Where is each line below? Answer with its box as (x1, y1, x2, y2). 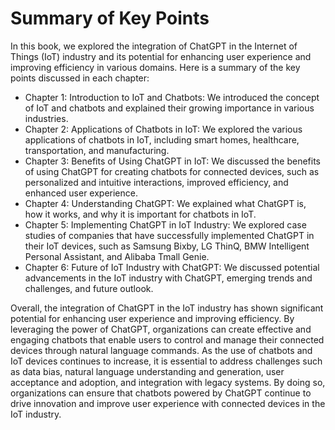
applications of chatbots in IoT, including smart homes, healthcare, (24, 133, 300, 146)
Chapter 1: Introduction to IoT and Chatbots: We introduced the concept (24, 91, 320, 103)
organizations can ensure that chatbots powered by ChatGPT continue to (10, 387, 312, 399)
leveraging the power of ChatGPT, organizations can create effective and (10, 323, 312, 335)
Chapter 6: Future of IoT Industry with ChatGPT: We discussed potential (24, 261, 320, 273)
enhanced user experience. (24, 187, 138, 199)
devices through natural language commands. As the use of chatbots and (10, 344, 313, 356)
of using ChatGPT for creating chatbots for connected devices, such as (24, 165, 320, 177)
